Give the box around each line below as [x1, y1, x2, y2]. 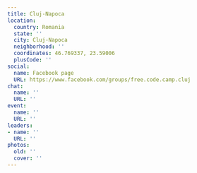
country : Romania [13, 23, 65, 30]
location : [7, 17, 37, 24]
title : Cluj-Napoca [7, 10, 65, 18]
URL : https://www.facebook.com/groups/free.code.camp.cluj [13, 76, 191, 83]
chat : [7, 83, 23, 90]
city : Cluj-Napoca [13, 37, 68, 44]
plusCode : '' [13, 56, 52, 64]
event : [7, 102, 27, 109]
